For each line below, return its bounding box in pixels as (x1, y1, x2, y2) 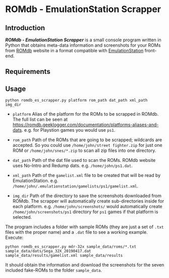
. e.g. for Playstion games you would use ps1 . (22, 127, 116, 133)
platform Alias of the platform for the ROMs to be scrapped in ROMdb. (12, 111, 159, 117)
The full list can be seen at (12, 117, 68, 123)
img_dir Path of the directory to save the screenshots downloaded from (12, 193, 161, 199)
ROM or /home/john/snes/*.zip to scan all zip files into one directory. (12, 147, 156, 154)
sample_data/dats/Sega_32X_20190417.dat (5, 249, 92, 254)
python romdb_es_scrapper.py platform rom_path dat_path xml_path (5, 98, 148, 103)
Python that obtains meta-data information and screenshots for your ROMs (5, 42, 161, 48)
